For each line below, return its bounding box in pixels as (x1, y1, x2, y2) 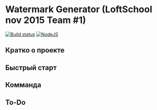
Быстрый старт (5, 63, 57, 72)
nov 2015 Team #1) (5, 14, 86, 26)
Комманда (5, 80, 42, 90)
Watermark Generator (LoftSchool (5, 4, 152, 15)
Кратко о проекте (5, 46, 65, 54)
